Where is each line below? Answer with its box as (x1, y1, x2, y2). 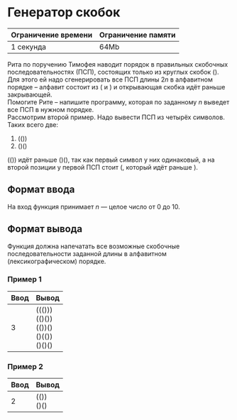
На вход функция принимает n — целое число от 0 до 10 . (7, 202, 180, 211)
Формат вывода (7, 223, 83, 235)
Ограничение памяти (99, 30, 176, 40)
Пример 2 (7, 361, 44, 371)
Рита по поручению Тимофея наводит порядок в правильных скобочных (7, 60, 228, 68)
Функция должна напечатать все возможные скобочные (7, 242, 180, 250)
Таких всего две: (7, 120, 59, 128)
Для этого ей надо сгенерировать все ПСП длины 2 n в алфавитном (7, 75, 213, 84)
